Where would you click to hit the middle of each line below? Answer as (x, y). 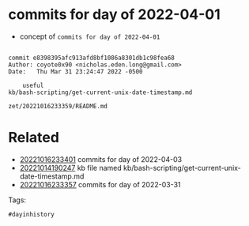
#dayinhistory (32, 214)
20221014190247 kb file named (71, 168)
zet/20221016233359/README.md (58, 106)
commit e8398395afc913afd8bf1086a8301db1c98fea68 (92, 58)
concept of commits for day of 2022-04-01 (90, 36)
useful (33, 85)
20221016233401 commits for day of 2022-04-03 (101, 159)
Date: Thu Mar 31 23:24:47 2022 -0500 (76, 72)
